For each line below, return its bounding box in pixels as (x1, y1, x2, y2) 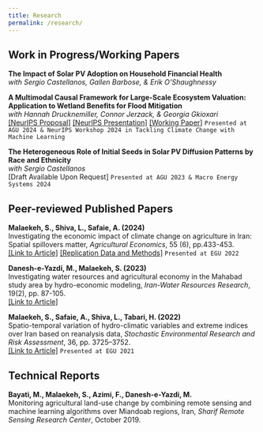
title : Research (8, 11, 62, 20)
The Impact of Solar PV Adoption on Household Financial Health (8, 69, 223, 79)
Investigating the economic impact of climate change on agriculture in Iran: (8, 231, 253, 241)
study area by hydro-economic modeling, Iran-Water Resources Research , (8, 280, 251, 290)
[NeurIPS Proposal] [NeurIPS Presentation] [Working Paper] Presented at (8, 118, 247, 127)
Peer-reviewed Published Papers (8, 202, 174, 216)
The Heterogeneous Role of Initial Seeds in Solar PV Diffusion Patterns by (8, 147, 254, 156)
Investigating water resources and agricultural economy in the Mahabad (8, 272, 242, 281)
